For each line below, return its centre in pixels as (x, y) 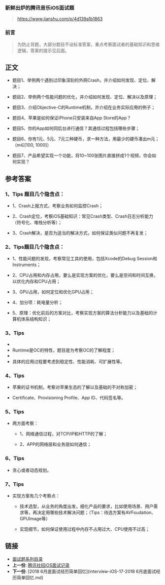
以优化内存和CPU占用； (36, 281)
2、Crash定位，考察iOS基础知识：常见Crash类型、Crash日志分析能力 (83, 216)
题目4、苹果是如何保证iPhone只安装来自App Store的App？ (72, 118)
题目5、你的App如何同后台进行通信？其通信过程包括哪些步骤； (76, 128)
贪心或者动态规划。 (32, 470)
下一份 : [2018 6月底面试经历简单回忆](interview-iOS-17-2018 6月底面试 (84, 571)
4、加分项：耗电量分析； (37, 303)
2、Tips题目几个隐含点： (35, 247)
